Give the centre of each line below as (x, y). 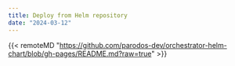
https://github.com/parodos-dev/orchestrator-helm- (143, 45)
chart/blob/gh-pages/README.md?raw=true (80, 53)
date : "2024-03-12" (40, 23)
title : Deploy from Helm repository (68, 15)
